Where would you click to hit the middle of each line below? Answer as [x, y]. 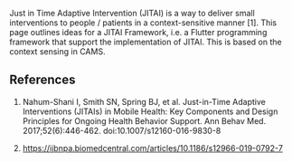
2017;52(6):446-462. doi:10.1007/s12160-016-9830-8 [122, 130]
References [42, 80]
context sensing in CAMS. [57, 52]
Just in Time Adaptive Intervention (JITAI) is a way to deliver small [132, 13]
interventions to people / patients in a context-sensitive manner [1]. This [143, 23]
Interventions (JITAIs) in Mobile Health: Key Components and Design [150, 111]
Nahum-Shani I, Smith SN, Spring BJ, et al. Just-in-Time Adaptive [144, 101]
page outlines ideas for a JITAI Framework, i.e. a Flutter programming [138, 32]
